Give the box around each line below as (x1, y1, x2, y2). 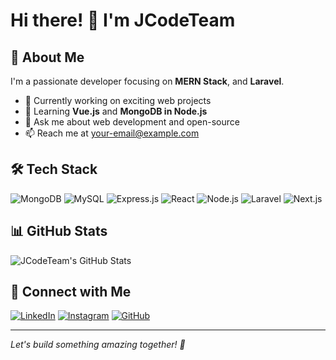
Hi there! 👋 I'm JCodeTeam (10, 9, 236, 32)
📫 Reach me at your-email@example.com (24, 127, 200, 139)
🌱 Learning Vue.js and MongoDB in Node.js (24, 105, 208, 117)
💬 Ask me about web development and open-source (24, 116, 240, 128)
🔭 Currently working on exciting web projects (24, 95, 212, 106)
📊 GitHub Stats (10, 223, 108, 240)
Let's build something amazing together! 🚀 (10, 339, 186, 351)
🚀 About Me (10, 49, 85, 66)
